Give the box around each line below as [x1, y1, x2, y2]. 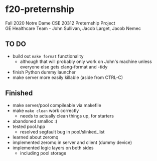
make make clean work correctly [12, 107, 79, 113]
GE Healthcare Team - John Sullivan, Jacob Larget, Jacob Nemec [5, 25, 141, 31]
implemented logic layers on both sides [12, 144, 94, 150]
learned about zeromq [12, 134, 59, 140]
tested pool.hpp [12, 123, 46, 129]
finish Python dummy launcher [12, 69, 76, 75]
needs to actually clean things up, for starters [20, 112, 114, 118]
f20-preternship [5, 3, 74, 15]
